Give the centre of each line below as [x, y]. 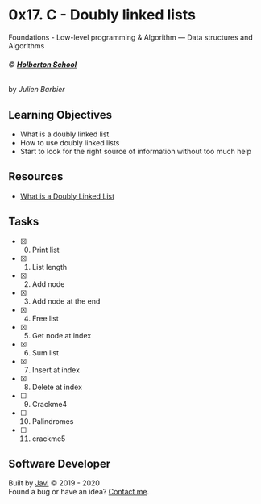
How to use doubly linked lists [70, 142]
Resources [36, 176]
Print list [46, 250]
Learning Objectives [60, 115]
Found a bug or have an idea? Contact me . [79, 492]
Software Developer [60, 463]
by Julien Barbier [37, 90]
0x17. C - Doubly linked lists [102, 15]
